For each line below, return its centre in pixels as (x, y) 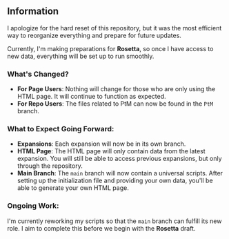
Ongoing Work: (33, 206)
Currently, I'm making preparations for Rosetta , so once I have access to (110, 48)
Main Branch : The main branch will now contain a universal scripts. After (120, 173)
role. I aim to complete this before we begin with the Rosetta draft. (101, 228)
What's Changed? (38, 74)
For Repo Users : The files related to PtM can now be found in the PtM (115, 104)
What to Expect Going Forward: (61, 129)
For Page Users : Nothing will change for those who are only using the (116, 89)
